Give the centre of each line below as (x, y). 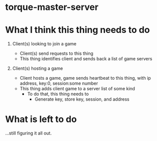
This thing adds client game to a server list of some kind (78, 89)
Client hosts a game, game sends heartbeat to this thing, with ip (85, 78)
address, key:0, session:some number (59, 83)
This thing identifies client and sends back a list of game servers (86, 59)
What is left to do (41, 119)
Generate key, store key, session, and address (82, 99)
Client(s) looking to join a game (44, 44)
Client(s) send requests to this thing (57, 53)
